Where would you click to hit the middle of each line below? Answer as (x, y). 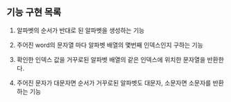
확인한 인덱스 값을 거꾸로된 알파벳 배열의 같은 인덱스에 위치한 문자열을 (111, 59)
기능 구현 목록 (34, 12)
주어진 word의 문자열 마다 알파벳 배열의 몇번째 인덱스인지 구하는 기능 (110, 45)
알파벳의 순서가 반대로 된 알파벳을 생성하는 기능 (80, 30)
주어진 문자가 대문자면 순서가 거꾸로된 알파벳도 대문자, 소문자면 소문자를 (114, 83)
